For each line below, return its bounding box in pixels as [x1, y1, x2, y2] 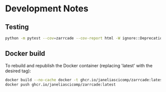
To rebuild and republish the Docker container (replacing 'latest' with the [5, 62, 153, 68]
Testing [5, 23, 29, 31]
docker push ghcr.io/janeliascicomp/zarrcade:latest [5, 82, 116, 87]
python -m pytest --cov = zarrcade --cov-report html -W [5, 36, 121, 41]
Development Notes [5, 3, 89, 14]
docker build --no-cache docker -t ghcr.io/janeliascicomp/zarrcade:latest [5, 77, 165, 82]
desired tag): [5, 68, 31, 74]
